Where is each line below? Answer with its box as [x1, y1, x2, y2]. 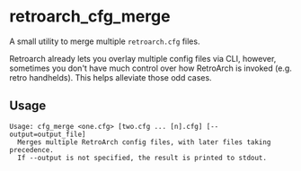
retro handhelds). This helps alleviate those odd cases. [9, 72, 213, 82]
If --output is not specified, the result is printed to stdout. [17, 153, 268, 162]
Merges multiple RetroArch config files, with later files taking [17, 137, 271, 147]
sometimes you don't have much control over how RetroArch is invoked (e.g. [9, 63, 292, 73]
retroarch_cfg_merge [9, 6, 171, 27]
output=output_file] [9, 130, 87, 139]
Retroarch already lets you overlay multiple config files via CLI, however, [9, 53, 277, 64]
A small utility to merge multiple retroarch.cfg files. [9, 36, 200, 47]
